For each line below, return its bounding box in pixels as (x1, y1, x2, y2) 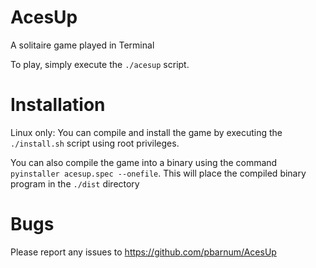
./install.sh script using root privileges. (10, 137, 180, 149)
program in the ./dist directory (10, 177, 140, 190)
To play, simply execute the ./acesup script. (10, 58, 190, 70)
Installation (10, 94, 106, 116)
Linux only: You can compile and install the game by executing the (10, 126, 283, 138)
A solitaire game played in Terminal (10, 39, 155, 51)
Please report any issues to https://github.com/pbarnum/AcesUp (10, 246, 277, 258)
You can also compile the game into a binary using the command (10, 156, 278, 168)
